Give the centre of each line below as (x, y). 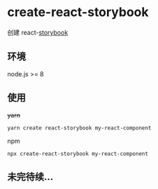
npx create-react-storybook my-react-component (78, 154)
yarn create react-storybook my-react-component (79, 128)
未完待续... (30, 177)
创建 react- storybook (38, 32)
